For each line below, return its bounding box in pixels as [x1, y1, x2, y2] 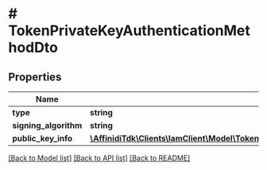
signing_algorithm [12, 120, 83, 131]
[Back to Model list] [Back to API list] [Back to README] [8, 153, 191, 163]
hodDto [8, 39, 58, 56]
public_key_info [12, 133, 73, 144]
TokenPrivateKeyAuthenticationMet [8, 21, 250, 40]
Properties [8, 70, 62, 83]
